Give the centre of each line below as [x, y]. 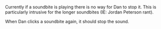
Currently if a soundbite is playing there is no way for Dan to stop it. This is [81, 7]
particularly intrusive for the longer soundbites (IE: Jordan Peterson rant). [80, 12]
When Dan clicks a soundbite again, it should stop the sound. [67, 22]
